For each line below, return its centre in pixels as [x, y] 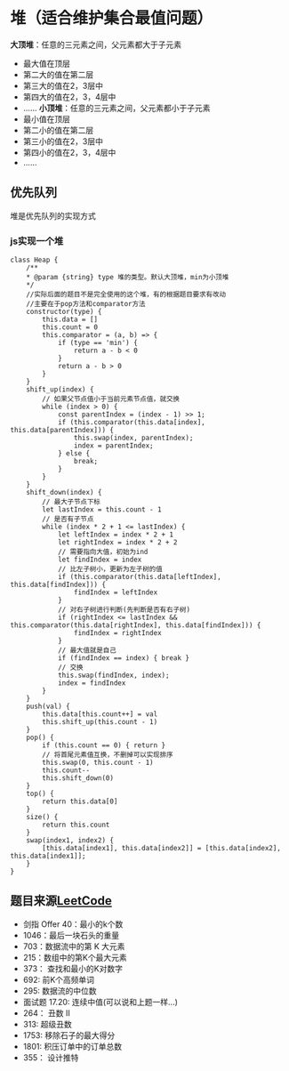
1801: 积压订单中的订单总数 [72, 1046]
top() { [40, 794]
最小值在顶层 [46, 119]
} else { [74, 454]
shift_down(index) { [64, 493]
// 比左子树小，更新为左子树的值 [110, 569]
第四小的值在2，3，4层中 [69, 152]
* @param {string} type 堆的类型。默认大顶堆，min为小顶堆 [128, 278]
